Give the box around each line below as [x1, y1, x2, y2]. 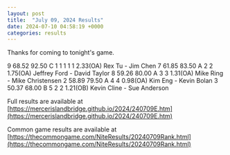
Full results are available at [7, 98, 83, 106]
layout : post [7, 10, 45, 17]
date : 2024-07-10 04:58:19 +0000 [7, 23, 104, 30]
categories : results [7, 29, 67, 37]
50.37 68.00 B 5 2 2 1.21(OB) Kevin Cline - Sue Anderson [7, 84, 169, 92]
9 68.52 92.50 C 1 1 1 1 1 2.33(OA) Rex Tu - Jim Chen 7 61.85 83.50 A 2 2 [7, 62, 213, 70]
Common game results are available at [7, 125, 117, 134]
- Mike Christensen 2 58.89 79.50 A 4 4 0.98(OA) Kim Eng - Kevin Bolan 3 [7, 77, 218, 85]
